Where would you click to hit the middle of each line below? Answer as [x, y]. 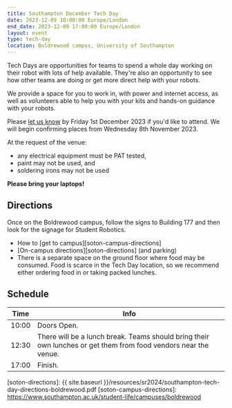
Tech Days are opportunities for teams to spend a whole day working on [110, 65]
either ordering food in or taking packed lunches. [87, 272]
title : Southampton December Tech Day [63, 13]
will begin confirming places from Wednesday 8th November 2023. [103, 129]
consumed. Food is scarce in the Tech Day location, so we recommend [118, 265]
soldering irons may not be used [63, 170]
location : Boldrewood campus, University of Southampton [91, 46]
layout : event [28, 33]
